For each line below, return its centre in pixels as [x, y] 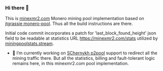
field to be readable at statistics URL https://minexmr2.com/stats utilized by [81, 38]
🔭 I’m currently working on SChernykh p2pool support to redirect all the [85, 53]
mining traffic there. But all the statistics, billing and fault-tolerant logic [83, 58]
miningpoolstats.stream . [30, 44]
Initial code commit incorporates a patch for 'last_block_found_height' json [81, 33]
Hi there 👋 [17, 8]
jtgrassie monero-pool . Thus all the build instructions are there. [69, 24]
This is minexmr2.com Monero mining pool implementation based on [75, 19]
